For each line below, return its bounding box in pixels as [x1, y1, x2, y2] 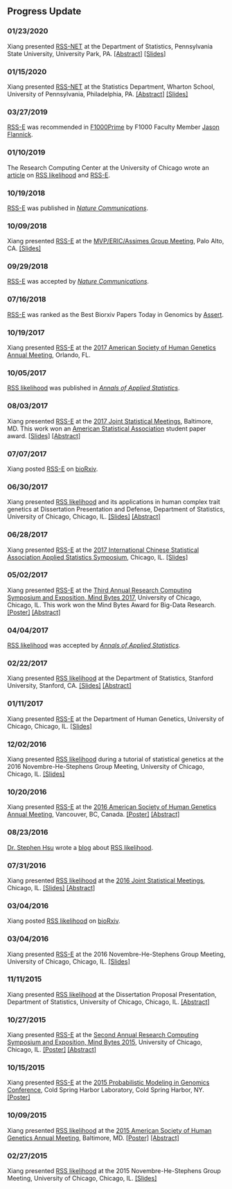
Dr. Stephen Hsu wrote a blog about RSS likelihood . [7, 843, 154, 851]
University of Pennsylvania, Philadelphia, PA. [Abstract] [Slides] [7, 89, 188, 98]
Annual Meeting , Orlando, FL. [7, 351, 91, 359]
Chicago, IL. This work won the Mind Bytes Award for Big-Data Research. [7, 600, 216, 609]
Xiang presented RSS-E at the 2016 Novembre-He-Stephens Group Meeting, [7, 950, 226, 958]
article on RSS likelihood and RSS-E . [7, 171, 111, 179]
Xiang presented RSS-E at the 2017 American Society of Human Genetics [7, 343, 216, 352]
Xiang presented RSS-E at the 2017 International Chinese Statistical [7, 546, 199, 554]
